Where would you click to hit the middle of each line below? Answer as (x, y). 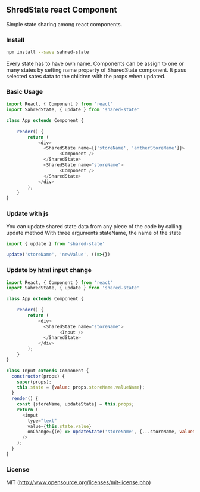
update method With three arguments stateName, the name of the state (94, 233)
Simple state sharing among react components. (64, 24)
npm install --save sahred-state (48, 52)
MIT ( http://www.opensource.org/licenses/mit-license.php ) (79, 482)
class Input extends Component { (48, 371)
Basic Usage (25, 91)
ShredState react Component (62, 10)
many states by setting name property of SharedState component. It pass (96, 70)
